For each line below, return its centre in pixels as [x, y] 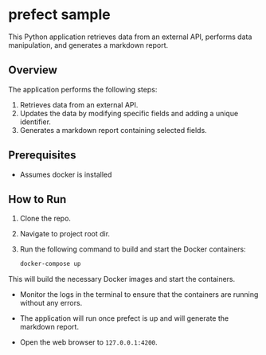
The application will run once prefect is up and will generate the [124, 318]
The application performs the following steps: [83, 89]
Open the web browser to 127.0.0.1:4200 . [88, 342]
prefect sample [60, 15]
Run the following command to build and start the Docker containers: [133, 249]
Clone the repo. [45, 218]
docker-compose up [50, 264]
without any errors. [51, 303]
